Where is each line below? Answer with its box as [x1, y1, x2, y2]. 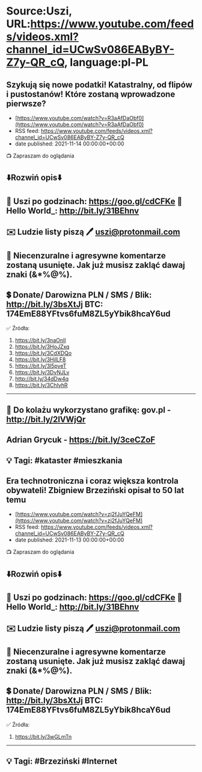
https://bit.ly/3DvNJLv [14, 369, 70, 376]
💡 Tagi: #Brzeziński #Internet [6, 756, 118, 767]
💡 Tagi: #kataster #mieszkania [6, 455, 123, 465]
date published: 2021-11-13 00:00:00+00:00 [14, 536, 124, 544]
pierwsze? [6, 98, 46, 109]
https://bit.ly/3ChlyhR [14, 381, 68, 389]
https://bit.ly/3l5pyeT [14, 362, 67, 369]
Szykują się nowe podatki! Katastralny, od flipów [6, 80, 192, 90]
